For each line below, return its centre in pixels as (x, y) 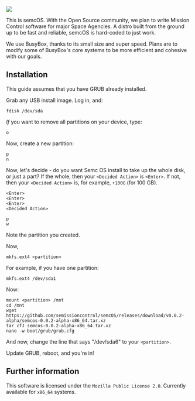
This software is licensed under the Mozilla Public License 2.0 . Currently (96, 385)
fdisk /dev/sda (25, 111)
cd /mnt (16, 305)
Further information (43, 371)
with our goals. (24, 56)
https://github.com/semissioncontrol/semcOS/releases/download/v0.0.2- (95, 316)
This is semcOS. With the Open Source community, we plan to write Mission (98, 20)
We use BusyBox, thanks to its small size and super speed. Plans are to (92, 44)
